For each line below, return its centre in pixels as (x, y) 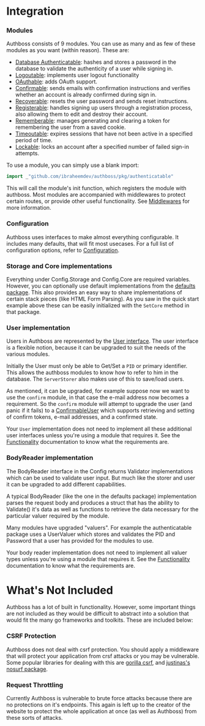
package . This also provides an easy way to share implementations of (94, 292)
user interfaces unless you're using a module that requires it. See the (93, 435)
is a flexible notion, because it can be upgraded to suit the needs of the (96, 348)
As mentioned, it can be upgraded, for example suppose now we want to (98, 391)
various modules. (28, 354)
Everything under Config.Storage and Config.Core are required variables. (99, 279)
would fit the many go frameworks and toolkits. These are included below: (100, 620)
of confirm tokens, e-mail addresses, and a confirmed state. (82, 417)
